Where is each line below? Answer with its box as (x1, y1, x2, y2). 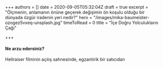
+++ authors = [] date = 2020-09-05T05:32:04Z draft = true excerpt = (5, 4, 149, 10)
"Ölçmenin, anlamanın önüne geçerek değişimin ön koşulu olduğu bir (5, 9, 145, 15)
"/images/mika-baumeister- (93, 15, 150, 20)
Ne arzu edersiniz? (5, 45, 45, 51)
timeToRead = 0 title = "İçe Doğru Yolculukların (63, 20, 159, 25)
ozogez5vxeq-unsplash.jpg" (5, 20, 63, 25)
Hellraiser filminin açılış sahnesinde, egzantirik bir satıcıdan (5, 56, 125, 63)
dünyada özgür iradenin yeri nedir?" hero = (5, 15, 93, 20)
